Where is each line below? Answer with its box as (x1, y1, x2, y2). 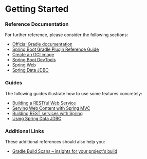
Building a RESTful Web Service (12, 100, 76, 106)
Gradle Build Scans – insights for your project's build (12, 148, 118, 154)
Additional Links (5, 128, 44, 135)
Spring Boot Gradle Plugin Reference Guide (12, 46, 99, 52)
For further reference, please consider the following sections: (5, 32, 128, 38)
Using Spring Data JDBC (12, 116, 62, 121)
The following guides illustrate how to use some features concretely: (5, 90, 143, 96)
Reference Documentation (5, 21, 69, 28)
